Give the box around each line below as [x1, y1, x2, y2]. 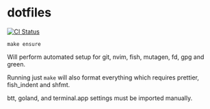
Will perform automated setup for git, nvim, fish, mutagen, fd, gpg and [7, 53, 205, 61]
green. [7, 60, 26, 68]
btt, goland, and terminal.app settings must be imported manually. [7, 94, 193, 102]
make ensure [7, 40, 41, 47]
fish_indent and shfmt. [7, 80, 70, 88]
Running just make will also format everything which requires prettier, [7, 73, 200, 82]
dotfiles [7, 5, 52, 21]
